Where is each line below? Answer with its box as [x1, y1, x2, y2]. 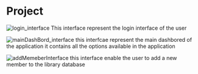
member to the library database [6, 61, 86, 68]
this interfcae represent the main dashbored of [75, 36, 193, 43]
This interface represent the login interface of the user [50, 24, 187, 32]
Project [6, 4, 44, 18]
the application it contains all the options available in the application [6, 42, 176, 50]
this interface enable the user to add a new [69, 54, 177, 61]
